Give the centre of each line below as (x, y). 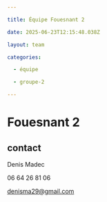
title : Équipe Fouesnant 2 (46, 19)
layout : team (26, 45)
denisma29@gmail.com (41, 191)
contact (24, 148)
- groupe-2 (29, 82)
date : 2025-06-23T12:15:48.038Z (53, 32)
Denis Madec (26, 164)
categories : (24, 57)
